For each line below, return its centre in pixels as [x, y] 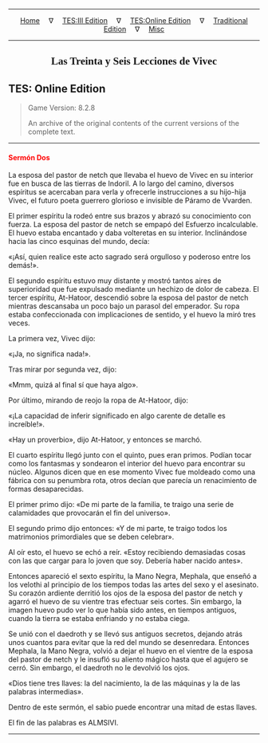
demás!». [24, 265]
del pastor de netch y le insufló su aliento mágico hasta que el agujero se [128, 659]
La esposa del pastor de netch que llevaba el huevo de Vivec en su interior [131, 175]
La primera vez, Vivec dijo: [52, 339]
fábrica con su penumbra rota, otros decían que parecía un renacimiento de [133, 481]
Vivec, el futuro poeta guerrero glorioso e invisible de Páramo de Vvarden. [130, 201]
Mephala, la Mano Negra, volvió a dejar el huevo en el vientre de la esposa [131, 651]
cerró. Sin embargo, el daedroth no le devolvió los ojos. [99, 668]
